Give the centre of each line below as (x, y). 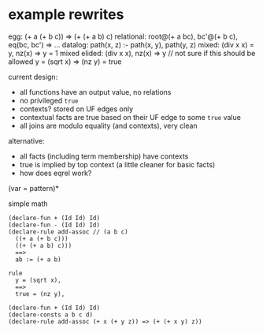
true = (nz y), (40, 294)
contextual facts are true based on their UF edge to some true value (130, 117)
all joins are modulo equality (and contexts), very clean (109, 125)
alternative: (26, 140)
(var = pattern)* (33, 188)
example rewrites (66, 15)
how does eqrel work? (56, 173)
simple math (28, 204)
